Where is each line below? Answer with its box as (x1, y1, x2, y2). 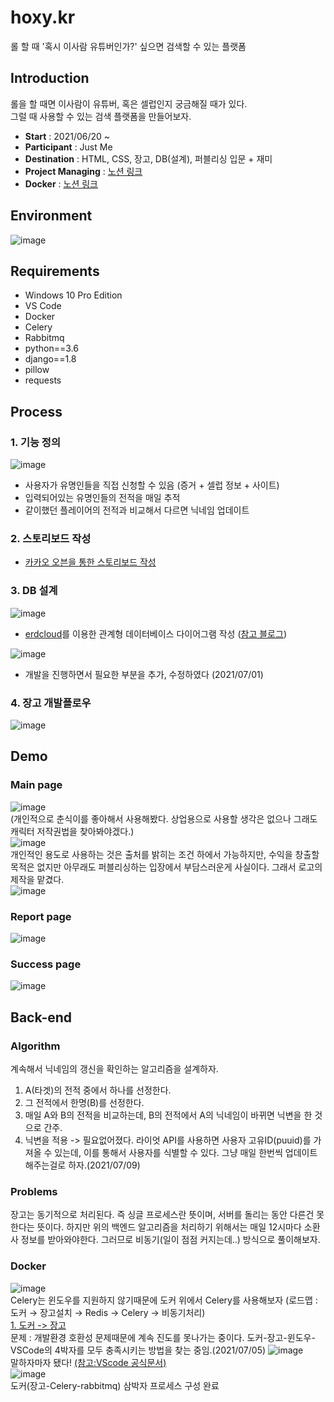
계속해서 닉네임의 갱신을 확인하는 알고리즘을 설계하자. (10, 1062, 219, 1075)
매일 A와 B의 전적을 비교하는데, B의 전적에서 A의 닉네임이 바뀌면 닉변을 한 (24, 1109, 313, 1121)
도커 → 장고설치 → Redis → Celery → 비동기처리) (10, 1306, 206, 1318)
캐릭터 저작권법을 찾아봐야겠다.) (10, 825, 135, 837)
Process (10, 403, 63, 420)
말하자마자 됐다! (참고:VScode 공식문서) (10, 1356, 167, 1368)
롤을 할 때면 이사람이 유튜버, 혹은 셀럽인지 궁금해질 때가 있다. (10, 97, 248, 110)
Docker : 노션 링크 (24, 177, 98, 190)
